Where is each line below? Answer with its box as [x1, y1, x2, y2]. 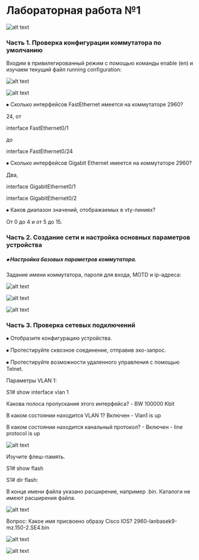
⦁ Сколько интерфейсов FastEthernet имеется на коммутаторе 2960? [6, 101, 183, 108]
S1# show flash [6, 465, 44, 472]
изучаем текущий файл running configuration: [6, 66, 122, 73]
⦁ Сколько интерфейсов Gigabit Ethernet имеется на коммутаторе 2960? [6, 160, 192, 167]
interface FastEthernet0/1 [6, 124, 69, 132]
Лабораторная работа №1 [6, 4, 141, 17]
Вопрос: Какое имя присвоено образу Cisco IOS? [6, 517, 133, 525]
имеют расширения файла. [6, 495, 76, 502]
